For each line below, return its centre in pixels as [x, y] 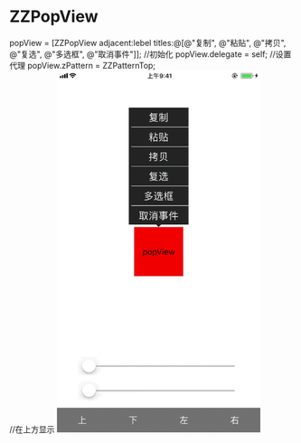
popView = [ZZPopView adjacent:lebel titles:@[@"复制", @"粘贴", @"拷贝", [148, 42]
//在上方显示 [33, 429]
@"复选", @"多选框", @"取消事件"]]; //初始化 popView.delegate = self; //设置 [150, 54]
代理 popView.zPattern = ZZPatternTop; [83, 65]
